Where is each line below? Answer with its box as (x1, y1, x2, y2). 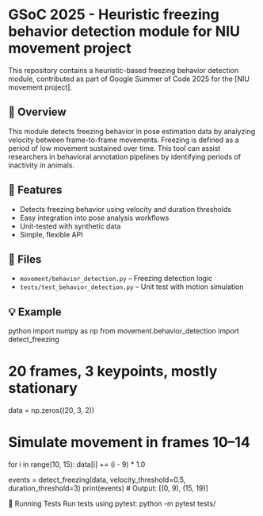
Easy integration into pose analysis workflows (19, 213, 170, 222)
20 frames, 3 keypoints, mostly (8, 363, 218, 380)
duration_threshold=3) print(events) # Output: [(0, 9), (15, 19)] (8, 483, 208, 493)
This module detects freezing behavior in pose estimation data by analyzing (8, 126, 256, 136)
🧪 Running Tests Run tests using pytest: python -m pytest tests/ (8, 499, 216, 509)
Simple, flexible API (19, 229, 83, 239)
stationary (8, 379, 78, 398)
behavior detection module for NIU (8, 22, 240, 40)
